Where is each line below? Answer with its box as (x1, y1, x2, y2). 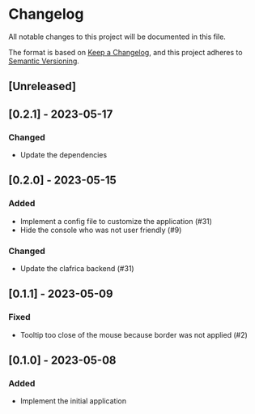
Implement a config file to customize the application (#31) (19, 216, 213, 226)
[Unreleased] (8, 80, 77, 93)
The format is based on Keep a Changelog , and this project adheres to (8, 47, 243, 57)
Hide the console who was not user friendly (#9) (19, 225, 182, 235)
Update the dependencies (19, 150, 108, 160)
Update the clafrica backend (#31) (19, 264, 135, 273)
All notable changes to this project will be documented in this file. (8, 32, 227, 41)
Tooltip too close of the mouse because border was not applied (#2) (19, 330, 249, 339)
